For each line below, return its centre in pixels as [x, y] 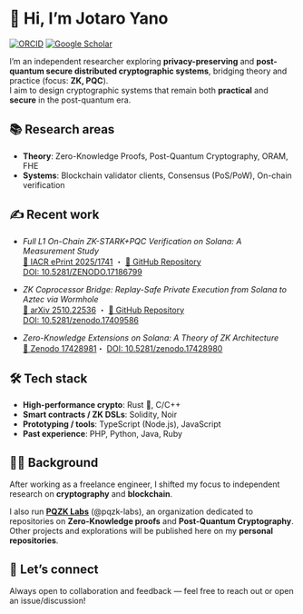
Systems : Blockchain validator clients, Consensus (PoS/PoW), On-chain [157, 175]
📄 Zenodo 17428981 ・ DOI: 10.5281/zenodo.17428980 [122, 348]
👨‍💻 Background [54, 462]
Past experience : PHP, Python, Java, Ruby [103, 434]
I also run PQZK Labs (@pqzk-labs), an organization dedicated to [132, 511]
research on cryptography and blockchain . [91, 494]
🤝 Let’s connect [54, 569]
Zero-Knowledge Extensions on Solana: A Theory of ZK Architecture [151, 337]
